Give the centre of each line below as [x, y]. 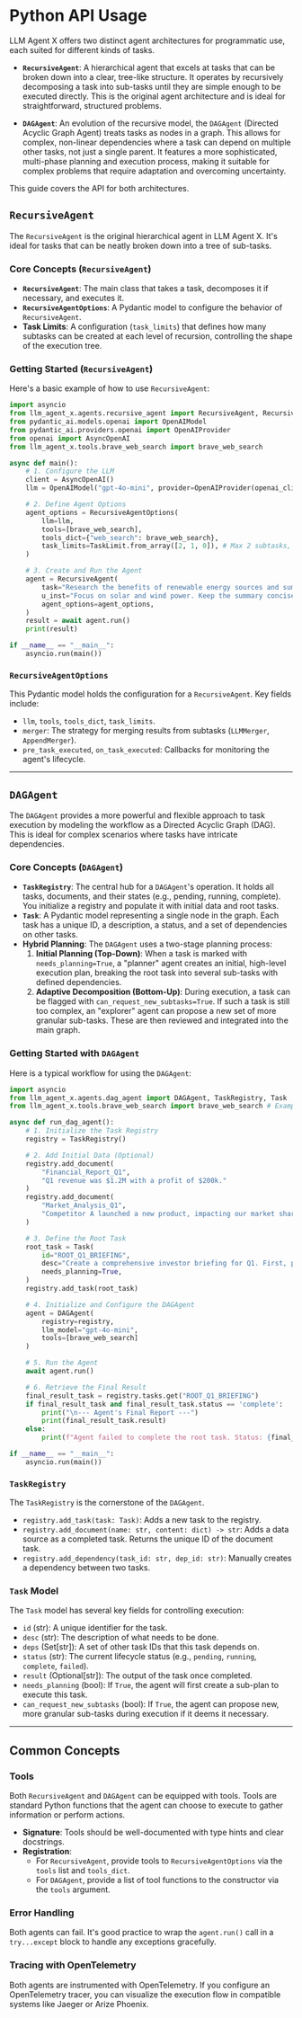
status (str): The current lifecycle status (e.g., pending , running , [139, 1657]
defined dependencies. [79, 982]
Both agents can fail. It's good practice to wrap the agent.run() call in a [142, 1933]
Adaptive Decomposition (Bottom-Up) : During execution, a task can [163, 992]
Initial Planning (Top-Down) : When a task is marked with [142, 954]
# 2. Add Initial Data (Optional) [90, 1155]
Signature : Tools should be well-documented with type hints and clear [153, 1832]
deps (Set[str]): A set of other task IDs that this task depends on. [141, 1647]
